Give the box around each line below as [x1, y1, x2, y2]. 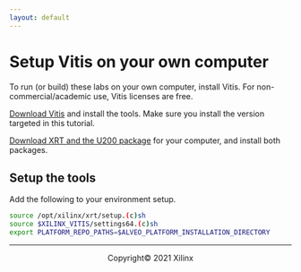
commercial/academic [9, 90, 92, 101]
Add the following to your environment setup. [9, 194, 176, 205]
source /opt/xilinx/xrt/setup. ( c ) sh [9, 211, 146, 220]
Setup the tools [9, 170, 97, 185]
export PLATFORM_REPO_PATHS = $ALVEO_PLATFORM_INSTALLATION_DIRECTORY [9, 228, 271, 237]
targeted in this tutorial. [9, 117, 96, 128]
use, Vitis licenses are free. [92, 90, 193, 101]
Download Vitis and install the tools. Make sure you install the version [9, 108, 265, 119]
